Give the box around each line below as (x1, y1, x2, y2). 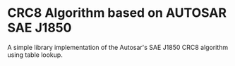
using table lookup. (7, 51, 64, 59)
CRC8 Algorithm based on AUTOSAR (7, 5, 227, 21)
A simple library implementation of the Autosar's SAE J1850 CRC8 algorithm (7, 43, 228, 51)
